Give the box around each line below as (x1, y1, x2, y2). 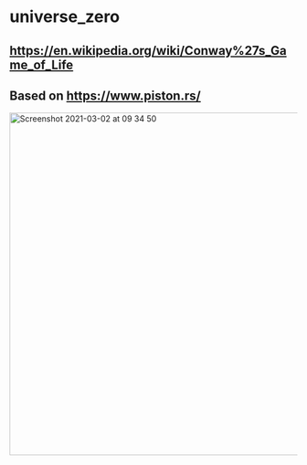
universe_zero (9, 6, 121, 27)
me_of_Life (9, 57, 74, 72)
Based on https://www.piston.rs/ (9, 88, 201, 103)
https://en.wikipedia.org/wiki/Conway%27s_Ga (9, 43, 287, 58)
